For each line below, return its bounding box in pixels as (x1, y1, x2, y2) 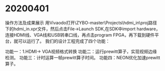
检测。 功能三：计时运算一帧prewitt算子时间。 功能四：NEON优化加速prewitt (5, 54, 161, 60)
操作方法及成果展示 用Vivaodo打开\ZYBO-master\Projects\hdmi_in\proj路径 (5, 20, 158, 25)
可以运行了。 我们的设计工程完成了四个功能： (18, 38, 110, 44)
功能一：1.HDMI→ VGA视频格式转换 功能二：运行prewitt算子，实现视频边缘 (5, 48, 157, 54)
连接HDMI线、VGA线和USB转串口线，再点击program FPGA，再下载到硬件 (5, 32, 155, 38)
